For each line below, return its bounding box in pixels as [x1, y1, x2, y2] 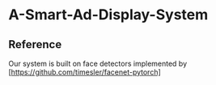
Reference [8, 38, 62, 51]
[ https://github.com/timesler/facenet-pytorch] [8, 67, 162, 77]
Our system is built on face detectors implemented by [8, 59, 188, 68]
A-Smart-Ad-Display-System [8, 6, 209, 24]
